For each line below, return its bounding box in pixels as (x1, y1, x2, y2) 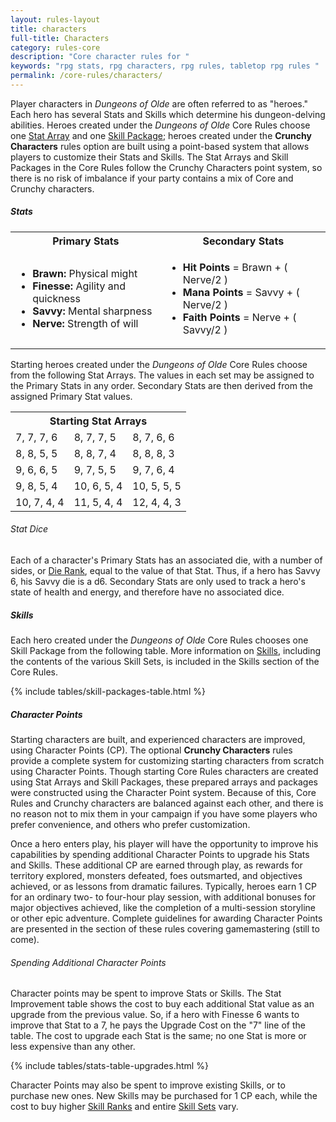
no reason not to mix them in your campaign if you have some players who (10, 807, 318, 820)
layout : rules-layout (10, 14, 101, 25)
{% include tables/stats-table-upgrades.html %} (10, 1060, 209, 1072)
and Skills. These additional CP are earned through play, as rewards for (10, 859, 303, 871)
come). (10, 933, 40, 945)
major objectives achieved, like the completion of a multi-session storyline (10, 901, 317, 913)
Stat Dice (10, 523, 49, 535)
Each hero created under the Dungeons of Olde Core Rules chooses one (10, 634, 309, 646)
